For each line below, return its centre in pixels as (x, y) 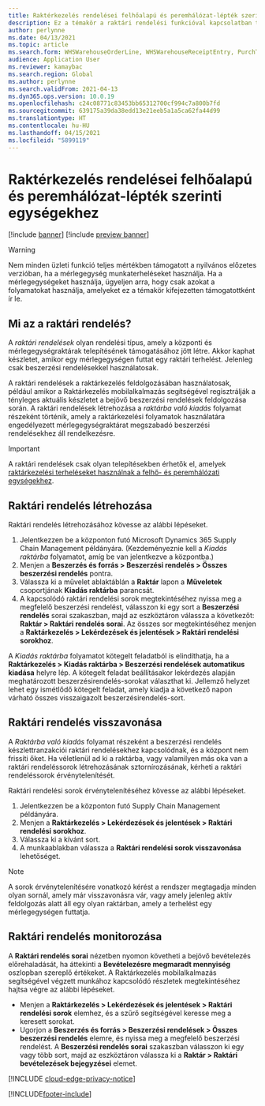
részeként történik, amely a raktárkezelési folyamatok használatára (117, 417)
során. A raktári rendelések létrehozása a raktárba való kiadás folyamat (125, 408)
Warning (22, 250)
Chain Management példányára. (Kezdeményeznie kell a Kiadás (123, 549)
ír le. (15, 299)
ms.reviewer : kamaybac (45, 67)
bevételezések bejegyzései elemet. (78, 1063)
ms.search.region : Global (50, 74)
